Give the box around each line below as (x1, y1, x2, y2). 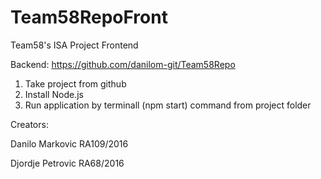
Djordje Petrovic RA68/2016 (10, 157, 125, 169)
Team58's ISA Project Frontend (10, 39, 139, 51)
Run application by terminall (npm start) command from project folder (24, 99, 312, 111)
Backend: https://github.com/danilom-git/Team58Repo (10, 58, 236, 70)
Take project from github (24, 77, 127, 90)
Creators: (10, 118, 49, 130)
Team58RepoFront (10, 6, 168, 29)
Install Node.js (24, 88, 84, 100)
